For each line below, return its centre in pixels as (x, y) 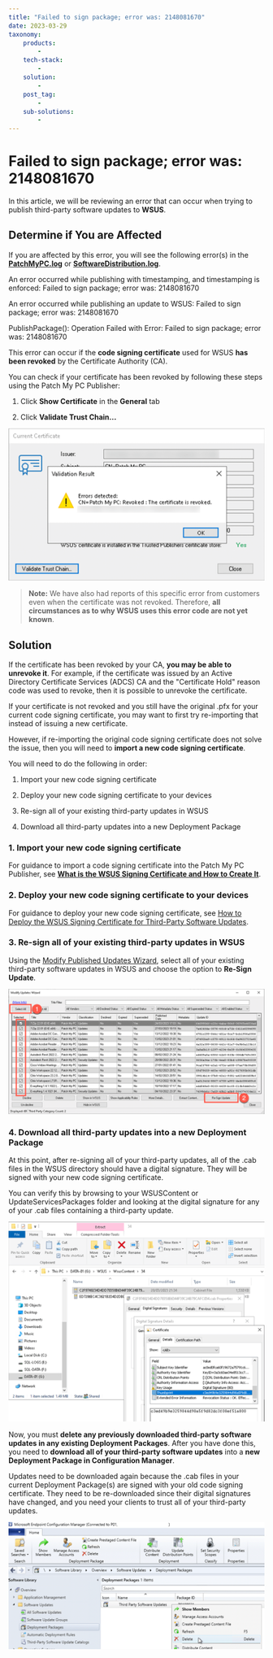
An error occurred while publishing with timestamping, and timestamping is (134, 279)
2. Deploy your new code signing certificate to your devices (129, 895)
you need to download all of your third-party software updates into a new (134, 1451)
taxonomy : (25, 34)
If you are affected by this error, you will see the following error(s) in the (129, 255)
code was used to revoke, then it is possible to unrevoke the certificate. (128, 690)
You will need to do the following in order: (78, 764)
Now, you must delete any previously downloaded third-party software (130, 1434)
